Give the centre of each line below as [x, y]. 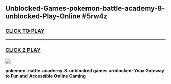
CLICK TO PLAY [25, 31]
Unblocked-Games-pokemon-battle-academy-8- [85, 8]
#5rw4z [95, 17]
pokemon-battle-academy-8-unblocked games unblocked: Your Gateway [85, 70]
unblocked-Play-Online [43, 17]
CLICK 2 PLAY [23, 50]
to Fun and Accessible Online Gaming [46, 76]
